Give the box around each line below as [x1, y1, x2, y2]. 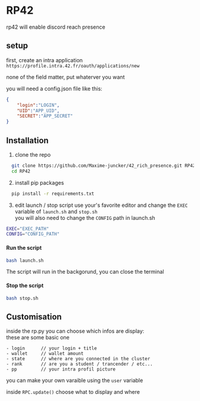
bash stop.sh [6, 295, 39, 301]
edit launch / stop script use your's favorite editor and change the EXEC [14, 201, 188, 209]
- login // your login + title [6, 345, 97, 351]
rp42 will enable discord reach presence [6, 23, 105, 30]
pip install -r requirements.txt [11, 191, 95, 197]
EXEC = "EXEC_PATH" [6, 225, 49, 232]
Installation [6, 135, 49, 145]
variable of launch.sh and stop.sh [14, 207, 98, 215]
